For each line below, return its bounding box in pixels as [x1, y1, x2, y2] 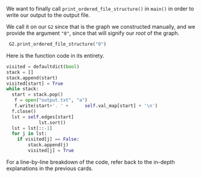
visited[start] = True [6, 81, 63, 87]
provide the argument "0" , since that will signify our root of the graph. [6, 29, 180, 37]
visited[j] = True [28, 147, 74, 153]
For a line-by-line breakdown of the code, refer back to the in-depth [6, 158, 175, 165]
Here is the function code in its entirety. [6, 52, 104, 59]
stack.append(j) [28, 142, 69, 148]
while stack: [6, 86, 39, 92]
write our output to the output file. [6, 11, 91, 19]
